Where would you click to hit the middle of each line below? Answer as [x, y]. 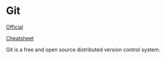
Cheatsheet [20, 38]
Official [15, 27]
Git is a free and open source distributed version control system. [83, 49]
